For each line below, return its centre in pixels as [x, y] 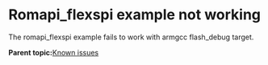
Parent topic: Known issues [54, 52]
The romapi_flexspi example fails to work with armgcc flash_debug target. [131, 37]
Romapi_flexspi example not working [134, 15]
